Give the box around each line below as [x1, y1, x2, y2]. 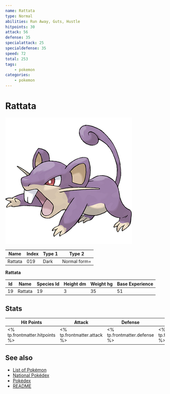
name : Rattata [5, 8, 35, 13]
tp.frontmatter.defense [107, 332, 154, 338]
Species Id [36, 281, 60, 287]
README [12, 383, 32, 389]
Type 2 [69, 251, 84, 257]
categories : [5, 73, 30, 78]
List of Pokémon [12, 367, 47, 373]
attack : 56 [5, 29, 28, 35]
